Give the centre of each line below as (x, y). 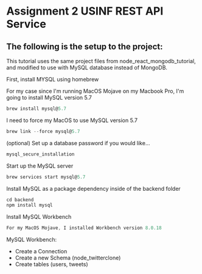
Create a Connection (41, 252)
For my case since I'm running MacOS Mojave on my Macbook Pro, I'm (95, 91)
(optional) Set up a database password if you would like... (78, 143)
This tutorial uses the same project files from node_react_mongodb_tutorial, (101, 61)
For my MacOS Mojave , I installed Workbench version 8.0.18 (84, 228)
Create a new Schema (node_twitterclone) (68, 258)
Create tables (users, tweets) (51, 264)
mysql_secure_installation (40, 154)
